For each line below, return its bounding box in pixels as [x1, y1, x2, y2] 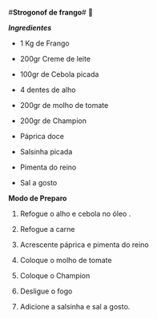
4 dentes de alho [19, 85, 76, 94]
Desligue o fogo [19, 286, 73, 296]
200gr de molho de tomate [19, 101, 109, 110]
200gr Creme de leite [19, 54, 91, 63]
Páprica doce [19, 132, 65, 141]
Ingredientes [8, 23, 52, 32]
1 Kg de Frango [19, 38, 70, 48]
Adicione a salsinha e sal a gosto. [19, 302, 131, 311]
